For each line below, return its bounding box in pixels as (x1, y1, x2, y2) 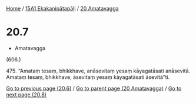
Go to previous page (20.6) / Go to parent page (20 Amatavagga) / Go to (6, 85, 182, 92)
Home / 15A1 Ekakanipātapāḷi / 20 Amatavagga (6, 5, 119, 12)
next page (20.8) (6, 91, 47, 98)
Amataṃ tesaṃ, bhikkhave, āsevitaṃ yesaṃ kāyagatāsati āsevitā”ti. (6, 73, 170, 81)
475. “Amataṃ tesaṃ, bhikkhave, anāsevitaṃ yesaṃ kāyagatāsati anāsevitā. (6, 67, 191, 74)
